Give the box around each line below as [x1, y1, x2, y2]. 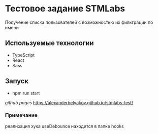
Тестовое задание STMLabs [5, 3, 126, 14]
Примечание [5, 112, 38, 119]
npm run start [12, 90, 40, 96]
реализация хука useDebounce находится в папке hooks [5, 123, 124, 129]
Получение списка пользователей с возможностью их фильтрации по [5, 19, 154, 25]
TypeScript [12, 52, 35, 58]
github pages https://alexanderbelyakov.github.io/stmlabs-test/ [5, 99, 134, 105]
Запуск [5, 77, 29, 86]
